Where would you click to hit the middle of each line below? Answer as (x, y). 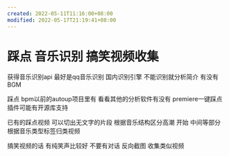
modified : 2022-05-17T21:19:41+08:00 (62, 20)
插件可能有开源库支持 (37, 107)
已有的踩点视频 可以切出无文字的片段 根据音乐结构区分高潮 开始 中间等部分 (114, 123)
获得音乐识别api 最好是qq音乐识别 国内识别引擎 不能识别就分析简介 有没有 (113, 77)
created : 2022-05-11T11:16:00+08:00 (60, 14)
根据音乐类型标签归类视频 (44, 131)
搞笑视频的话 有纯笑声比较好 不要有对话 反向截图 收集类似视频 (96, 146)
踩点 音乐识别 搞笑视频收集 (83, 57)
